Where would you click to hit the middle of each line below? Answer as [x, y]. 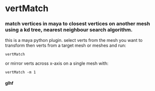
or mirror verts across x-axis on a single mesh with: [57, 63]
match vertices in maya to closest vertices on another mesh [77, 24]
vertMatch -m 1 [21, 73]
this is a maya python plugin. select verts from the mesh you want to [74, 40]
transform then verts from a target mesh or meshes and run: [66, 45]
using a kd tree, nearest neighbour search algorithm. [69, 30]
